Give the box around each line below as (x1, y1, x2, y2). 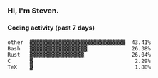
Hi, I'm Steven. (7, 6, 59, 16)
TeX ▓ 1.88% (7, 64, 152, 71)
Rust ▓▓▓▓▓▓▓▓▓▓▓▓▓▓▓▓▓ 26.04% (7, 52, 152, 59)
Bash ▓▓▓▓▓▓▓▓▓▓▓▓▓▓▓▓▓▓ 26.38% (7, 45, 152, 52)
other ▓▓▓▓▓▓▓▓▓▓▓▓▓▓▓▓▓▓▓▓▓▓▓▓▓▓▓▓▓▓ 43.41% (7, 39, 152, 46)
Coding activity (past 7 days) (7, 23, 95, 32)
